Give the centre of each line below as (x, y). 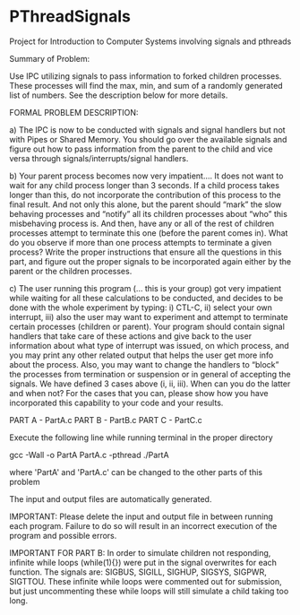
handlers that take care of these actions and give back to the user (131, 336)
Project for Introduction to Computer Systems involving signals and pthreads (150, 41)
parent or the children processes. (71, 271)
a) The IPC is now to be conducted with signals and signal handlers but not (147, 130)
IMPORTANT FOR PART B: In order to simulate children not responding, (140, 552)
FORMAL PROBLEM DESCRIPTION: (74, 112)
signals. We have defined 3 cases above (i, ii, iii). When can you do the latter (150, 384)
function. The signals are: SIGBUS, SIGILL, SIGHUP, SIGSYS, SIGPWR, (138, 572)
